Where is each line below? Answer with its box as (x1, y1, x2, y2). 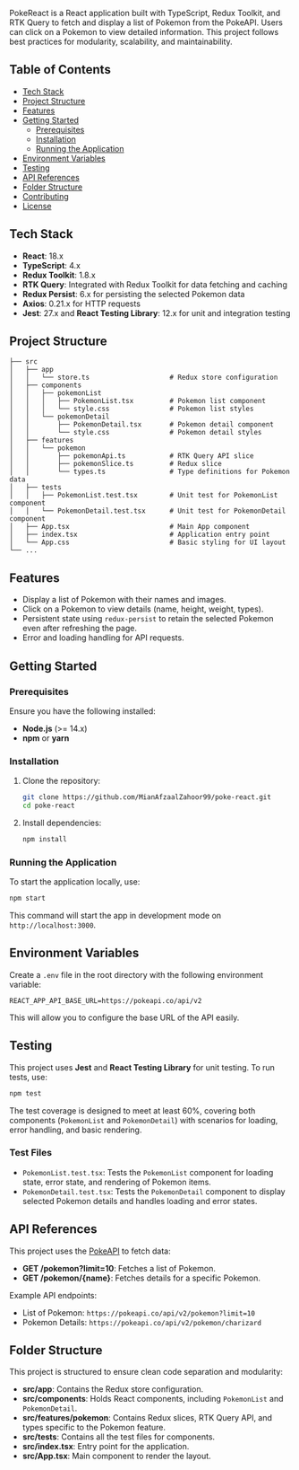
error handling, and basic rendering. (9, 1124, 142, 1135)
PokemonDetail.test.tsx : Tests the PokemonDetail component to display (21, 1185, 286, 1197)
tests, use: (9, 1071, 47, 1082)
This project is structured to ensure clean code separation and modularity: (9, 1367, 284, 1378)
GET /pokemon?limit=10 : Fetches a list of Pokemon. (21, 1263, 217, 1273)
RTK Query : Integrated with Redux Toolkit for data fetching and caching (21, 278, 288, 290)
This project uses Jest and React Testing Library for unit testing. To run (9, 1061, 276, 1072)
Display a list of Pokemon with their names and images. (21, 594, 226, 605)
